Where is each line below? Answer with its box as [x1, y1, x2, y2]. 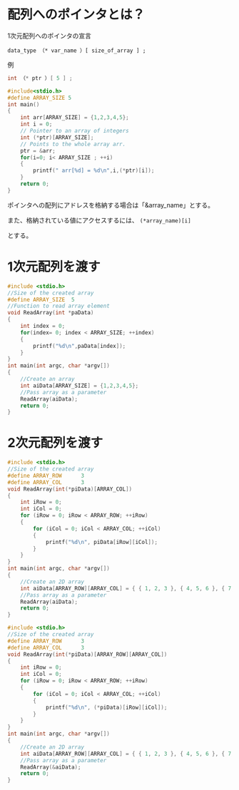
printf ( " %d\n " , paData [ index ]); [33, 342, 126, 349]
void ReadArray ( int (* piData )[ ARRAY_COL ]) [7, 486, 133, 493]
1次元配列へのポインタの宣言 [7, 31, 91, 40]
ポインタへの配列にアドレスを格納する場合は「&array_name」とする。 [7, 200, 215, 209]
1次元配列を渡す [7, 259, 101, 275]
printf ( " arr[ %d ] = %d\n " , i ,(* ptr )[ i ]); [33, 167, 155, 175]
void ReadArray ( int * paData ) [7, 309, 94, 317]
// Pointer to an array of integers [20, 128, 130, 135]
